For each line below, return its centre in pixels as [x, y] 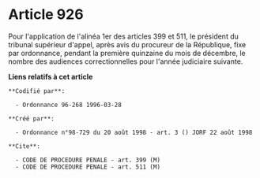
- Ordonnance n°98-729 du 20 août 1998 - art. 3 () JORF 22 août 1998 [134, 132]
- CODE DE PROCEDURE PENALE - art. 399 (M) [88, 160]
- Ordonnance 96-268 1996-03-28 [69, 105]
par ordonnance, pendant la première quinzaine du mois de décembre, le [127, 53]
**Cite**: [24, 146]
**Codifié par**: [37, 91]
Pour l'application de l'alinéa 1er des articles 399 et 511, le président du [123, 36]
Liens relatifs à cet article [51, 76]
